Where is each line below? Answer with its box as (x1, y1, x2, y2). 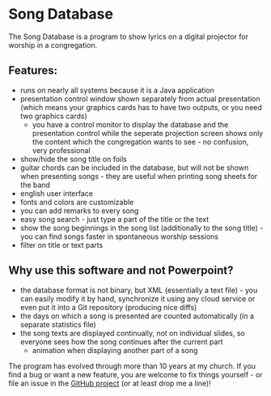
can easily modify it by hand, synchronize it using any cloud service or (19, 293, 256, 304)
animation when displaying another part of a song (32, 345, 198, 355)
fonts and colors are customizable (19, 197, 134, 207)
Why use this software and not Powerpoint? (8, 264, 234, 278)
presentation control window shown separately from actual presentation (19, 94, 260, 104)
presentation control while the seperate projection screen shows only (32, 128, 264, 138)
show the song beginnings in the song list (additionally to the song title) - (19, 223, 264, 232)
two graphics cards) (19, 111, 87, 121)
